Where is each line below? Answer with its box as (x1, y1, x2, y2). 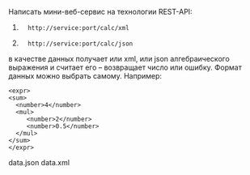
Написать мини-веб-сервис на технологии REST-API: (8, 7, 193, 16)
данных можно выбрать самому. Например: (8, 71, 163, 80)
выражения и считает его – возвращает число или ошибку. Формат (8, 62, 243, 72)
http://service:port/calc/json (28, 40, 133, 48)
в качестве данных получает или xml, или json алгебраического (8, 54, 231, 63)
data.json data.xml (8, 158, 70, 167)
